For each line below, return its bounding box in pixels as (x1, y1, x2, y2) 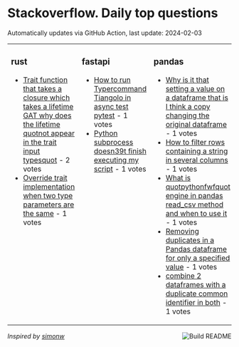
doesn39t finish (93, 146, 147, 156)
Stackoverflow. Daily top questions (7, 5, 218, 21)
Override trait (23, 172, 68, 182)
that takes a (23, 83, 63, 93)
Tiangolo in (93, 93, 132, 103)
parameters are (23, 200, 75, 209)
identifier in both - (165, 297, 228, 307)
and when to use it (165, 208, 228, 218)
